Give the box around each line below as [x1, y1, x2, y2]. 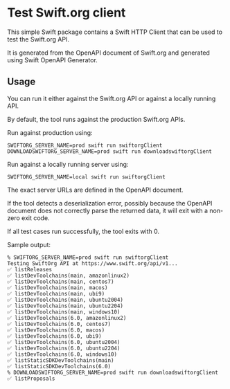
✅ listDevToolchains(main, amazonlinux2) [7, 272, 130, 279]
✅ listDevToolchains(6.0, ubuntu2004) [7, 338, 121, 345]
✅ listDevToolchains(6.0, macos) [7, 327, 105, 334]
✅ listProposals [7, 375, 55, 382]
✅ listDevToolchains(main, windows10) [7, 308, 121, 316]
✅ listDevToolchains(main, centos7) [7, 278, 114, 285]
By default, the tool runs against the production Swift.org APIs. [7, 115, 186, 123]
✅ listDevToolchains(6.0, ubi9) [7, 332, 102, 340]
